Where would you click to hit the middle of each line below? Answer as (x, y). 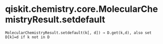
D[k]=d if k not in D (27, 37)
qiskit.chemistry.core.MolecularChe (81, 9)
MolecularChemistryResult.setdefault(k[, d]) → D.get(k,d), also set (79, 33)
